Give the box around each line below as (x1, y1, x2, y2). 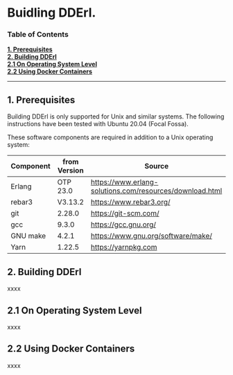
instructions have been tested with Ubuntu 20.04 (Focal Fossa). (7, 120, 189, 128)
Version (58, 166, 85, 175)
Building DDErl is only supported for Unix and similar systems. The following (7, 112, 225, 121)
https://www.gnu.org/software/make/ (90, 231, 213, 241)
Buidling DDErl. (7, 5, 96, 21)
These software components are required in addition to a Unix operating (7, 133, 214, 141)
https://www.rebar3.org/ (90, 198, 171, 207)
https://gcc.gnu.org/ (90, 220, 157, 229)
